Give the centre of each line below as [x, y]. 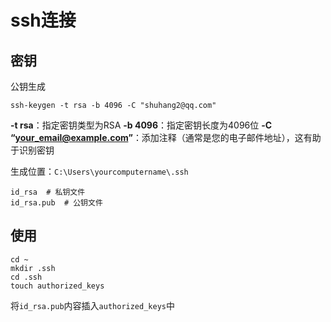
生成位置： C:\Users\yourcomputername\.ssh [99, 171]
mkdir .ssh [33, 268]
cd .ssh [26, 277]
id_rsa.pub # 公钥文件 [56, 203]
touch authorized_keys [57, 286]
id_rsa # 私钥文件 [48, 192]
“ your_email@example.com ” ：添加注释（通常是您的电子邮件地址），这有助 [166, 137]
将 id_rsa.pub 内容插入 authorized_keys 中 [92, 305]
